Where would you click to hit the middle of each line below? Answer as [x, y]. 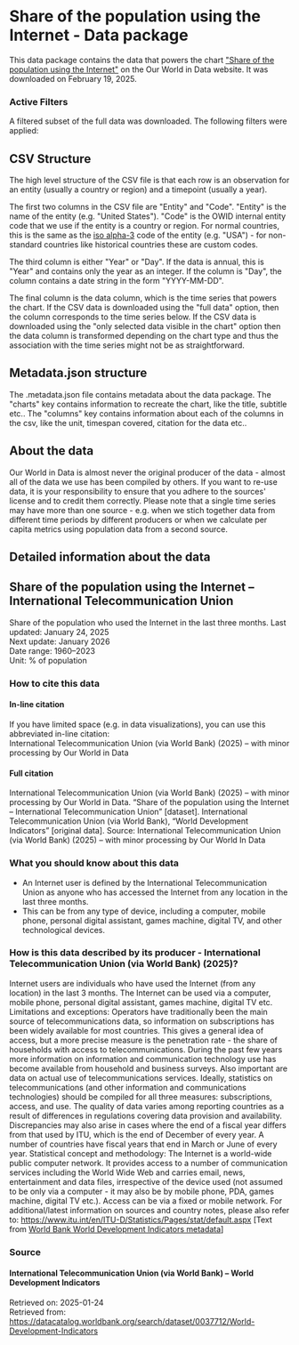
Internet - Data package [99, 35]
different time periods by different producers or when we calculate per [138, 519]
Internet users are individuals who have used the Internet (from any [133, 983]
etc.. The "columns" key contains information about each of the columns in [147, 413]
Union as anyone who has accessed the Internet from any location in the [155, 892]
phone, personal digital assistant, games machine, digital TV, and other [152, 920]
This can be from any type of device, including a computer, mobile [144, 911]
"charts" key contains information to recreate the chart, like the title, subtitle [148, 404]
